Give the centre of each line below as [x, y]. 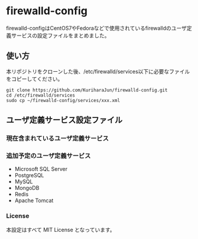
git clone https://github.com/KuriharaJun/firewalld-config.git [87, 90]
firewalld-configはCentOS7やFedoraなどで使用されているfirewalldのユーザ [97, 28]
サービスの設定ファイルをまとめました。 [60, 35]
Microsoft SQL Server [41, 169]
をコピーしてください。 [35, 79]
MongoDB [27, 188]
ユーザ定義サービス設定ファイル [64, 120]
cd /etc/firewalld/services [41, 95]
